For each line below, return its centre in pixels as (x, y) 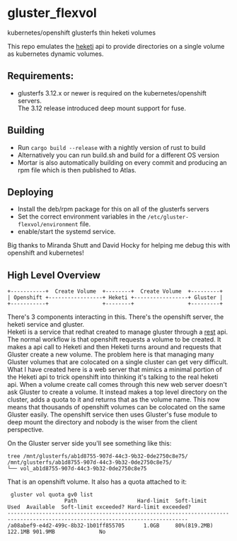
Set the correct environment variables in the (82, 216)
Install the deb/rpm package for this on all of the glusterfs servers (113, 209)
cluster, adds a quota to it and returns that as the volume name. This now (114, 400)
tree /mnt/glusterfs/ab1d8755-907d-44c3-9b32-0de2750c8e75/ (98, 456)
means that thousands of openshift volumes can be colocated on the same (116, 407)
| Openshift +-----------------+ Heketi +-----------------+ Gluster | (115, 298)
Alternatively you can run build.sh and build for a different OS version (118, 155)
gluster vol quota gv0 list (52, 495)
